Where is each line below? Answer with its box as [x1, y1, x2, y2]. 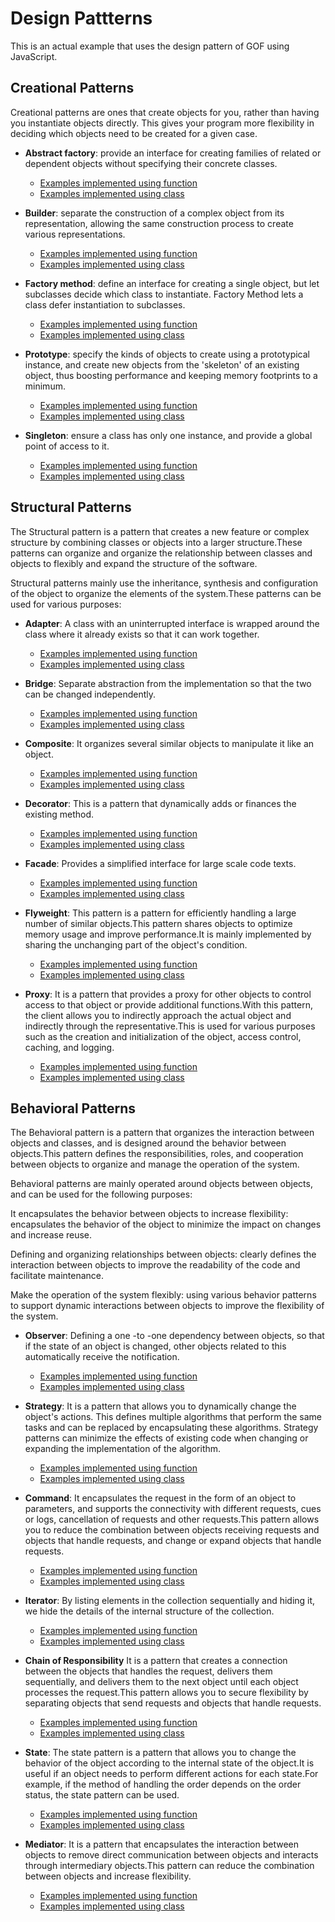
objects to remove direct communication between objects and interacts [24, 1849, 319, 1861]
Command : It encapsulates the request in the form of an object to [24, 1492, 297, 1504]
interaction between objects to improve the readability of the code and [10, 1259, 301, 1271]
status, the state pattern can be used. [24, 1789, 180, 1801]
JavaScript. [10, 50, 58, 62]
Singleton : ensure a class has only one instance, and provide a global [24, 429, 313, 441]
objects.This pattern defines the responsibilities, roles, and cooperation [10, 1148, 304, 1160]
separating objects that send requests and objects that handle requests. [24, 1697, 322, 1709]
